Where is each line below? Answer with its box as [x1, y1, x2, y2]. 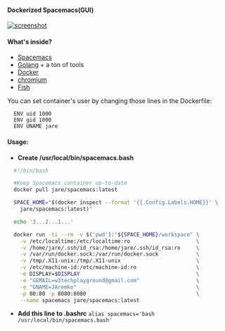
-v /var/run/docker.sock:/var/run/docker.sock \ [20, 251, 200, 258]
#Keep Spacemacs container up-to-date [13, 180, 128, 187]
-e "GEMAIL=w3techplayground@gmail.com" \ [20, 277, 200, 284]
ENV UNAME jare [13, 123, 58, 130]
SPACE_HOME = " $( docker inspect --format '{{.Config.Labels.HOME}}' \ [13, 199, 219, 206]
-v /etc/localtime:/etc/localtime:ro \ [20, 237, 200, 245]
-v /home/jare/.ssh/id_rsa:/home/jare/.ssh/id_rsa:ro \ [20, 244, 200, 251]
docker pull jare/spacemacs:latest [13, 186, 118, 193]
